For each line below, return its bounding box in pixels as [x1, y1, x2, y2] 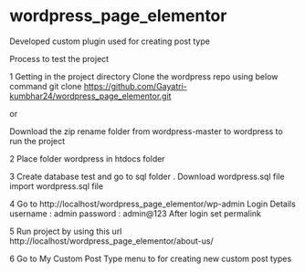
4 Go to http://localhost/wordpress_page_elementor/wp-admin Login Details [9, 198, 297, 209]
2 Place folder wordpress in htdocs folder [9, 152, 166, 164]
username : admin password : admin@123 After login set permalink [9, 207, 262, 219]
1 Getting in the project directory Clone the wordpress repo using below [9, 70, 279, 82]
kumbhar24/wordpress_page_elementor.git [9, 90, 172, 101]
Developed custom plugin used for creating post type [9, 36, 210, 47]
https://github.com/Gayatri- [83, 80, 187, 91]
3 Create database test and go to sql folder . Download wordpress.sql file [9, 171, 285, 182]
